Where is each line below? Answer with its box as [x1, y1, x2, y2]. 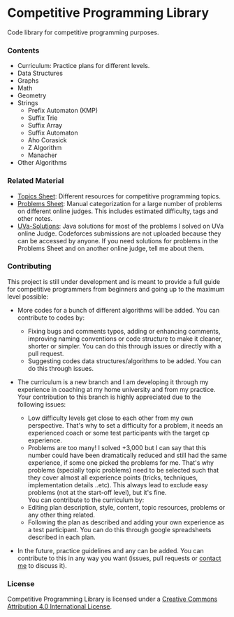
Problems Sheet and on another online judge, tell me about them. [17, 244, 205, 252]
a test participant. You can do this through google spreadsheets [27, 525, 212, 534]
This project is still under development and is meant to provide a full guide [7, 277, 221, 285]
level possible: [7, 292, 49, 301]
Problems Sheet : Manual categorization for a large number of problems [17, 199, 223, 208]
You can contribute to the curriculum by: [27, 496, 145, 504]
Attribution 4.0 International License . [7, 602, 112, 611]
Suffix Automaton [27, 128, 78, 137]
